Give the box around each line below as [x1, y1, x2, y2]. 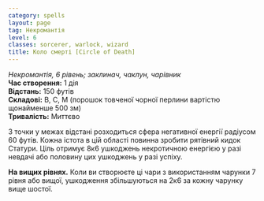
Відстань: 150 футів [8, 87, 75, 95]
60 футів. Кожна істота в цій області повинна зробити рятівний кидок [8, 136, 241, 144]
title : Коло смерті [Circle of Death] [8, 48, 136, 56]
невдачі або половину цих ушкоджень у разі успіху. [8, 152, 183, 162]
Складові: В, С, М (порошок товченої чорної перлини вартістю [8, 95, 221, 104]
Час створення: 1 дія [8, 78, 79, 87]
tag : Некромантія [8, 26, 65, 34]
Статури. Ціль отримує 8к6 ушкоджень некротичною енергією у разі [8, 143, 242, 153]
